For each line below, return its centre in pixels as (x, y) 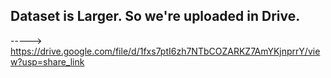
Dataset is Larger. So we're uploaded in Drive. (155, 16)
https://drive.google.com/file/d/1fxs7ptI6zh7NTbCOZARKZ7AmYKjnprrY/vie (165, 51)
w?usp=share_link (47, 61)
